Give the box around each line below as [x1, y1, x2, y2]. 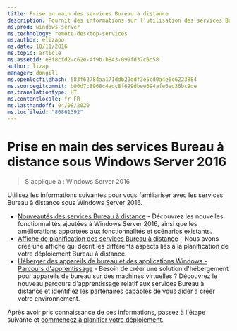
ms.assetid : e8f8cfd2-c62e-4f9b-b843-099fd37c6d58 [7, 56, 159, 63]
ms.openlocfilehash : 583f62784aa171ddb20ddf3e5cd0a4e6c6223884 [7, 75, 197, 83]
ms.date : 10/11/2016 [7, 43, 68, 50]
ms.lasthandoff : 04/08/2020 [7, 102, 90, 109]
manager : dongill [7, 69, 59, 76]
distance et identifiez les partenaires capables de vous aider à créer [17, 287, 215, 295]
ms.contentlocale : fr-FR [7, 96, 80, 103]
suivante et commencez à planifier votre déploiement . [7, 315, 164, 324]
